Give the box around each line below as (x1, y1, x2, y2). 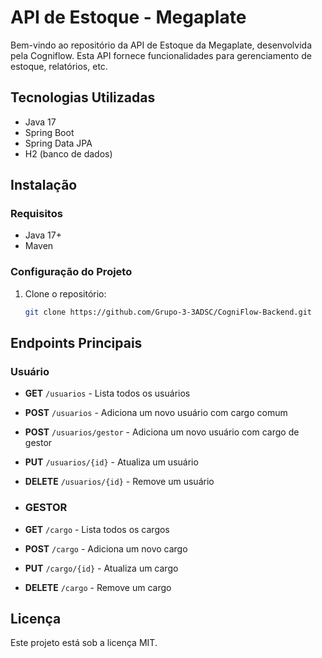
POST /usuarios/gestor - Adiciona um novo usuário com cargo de (24, 426, 300, 438)
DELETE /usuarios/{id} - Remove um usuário (24, 476, 215, 488)
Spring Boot (24, 126, 75, 138)
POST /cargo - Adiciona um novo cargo (24, 542, 188, 555)
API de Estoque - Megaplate (10, 6, 247, 29)
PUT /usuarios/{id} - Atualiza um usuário (24, 456, 199, 468)
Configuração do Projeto (10, 265, 133, 279)
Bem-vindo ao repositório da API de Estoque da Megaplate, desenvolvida (10, 39, 313, 51)
